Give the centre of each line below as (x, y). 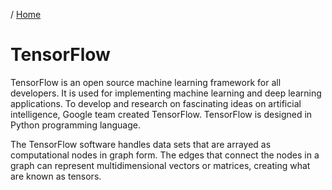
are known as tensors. (56, 176)
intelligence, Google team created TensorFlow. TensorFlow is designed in (161, 114)
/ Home (26, 14)
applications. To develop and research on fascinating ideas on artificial (156, 103)
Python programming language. (75, 125)
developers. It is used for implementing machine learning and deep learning (166, 93)
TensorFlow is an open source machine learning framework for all (146, 82)
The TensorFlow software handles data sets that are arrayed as (141, 144)
